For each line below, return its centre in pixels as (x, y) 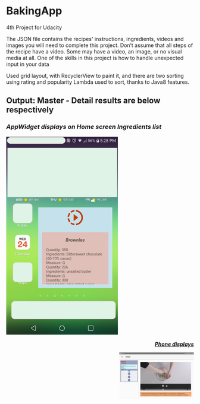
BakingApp (34, 11)
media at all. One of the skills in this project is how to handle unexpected (95, 58)
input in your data (28, 64)
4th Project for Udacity (34, 27)
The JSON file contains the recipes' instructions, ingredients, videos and (95, 39)
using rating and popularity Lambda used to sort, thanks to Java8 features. (98, 82)
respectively (30, 110)
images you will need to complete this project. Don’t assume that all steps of (100, 45)
